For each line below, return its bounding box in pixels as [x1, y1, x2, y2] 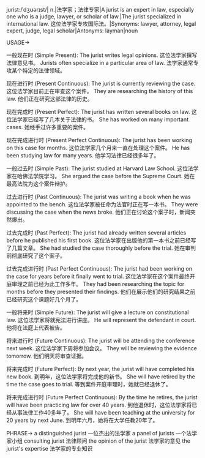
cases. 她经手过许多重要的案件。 [6, 124, 89, 130]
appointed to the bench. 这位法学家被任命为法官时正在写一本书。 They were [6, 201, 198, 208]
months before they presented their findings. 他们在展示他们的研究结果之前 [6, 288, 196, 295]
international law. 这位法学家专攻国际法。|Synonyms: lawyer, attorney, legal [6, 20, 196, 27]
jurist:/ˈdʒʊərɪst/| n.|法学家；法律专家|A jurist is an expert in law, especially [6, 6, 195, 13]
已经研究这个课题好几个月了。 [6, 296, 81, 302]
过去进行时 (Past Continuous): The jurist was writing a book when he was [6, 193, 191, 200]
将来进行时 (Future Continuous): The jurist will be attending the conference [6, 337, 195, 344]
